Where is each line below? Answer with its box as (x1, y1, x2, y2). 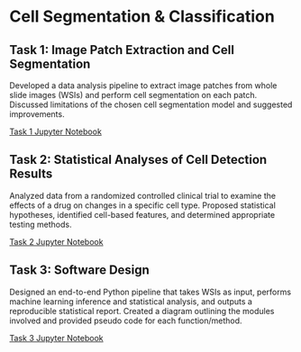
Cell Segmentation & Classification (9, 6, 275, 27)
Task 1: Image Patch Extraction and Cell (9, 42, 234, 58)
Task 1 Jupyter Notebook (9, 126, 102, 137)
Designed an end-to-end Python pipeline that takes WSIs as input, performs (9, 286, 291, 297)
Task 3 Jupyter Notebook (9, 332, 104, 343)
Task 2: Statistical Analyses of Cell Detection (9, 152, 268, 167)
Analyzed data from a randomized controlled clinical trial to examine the (9, 190, 277, 201)
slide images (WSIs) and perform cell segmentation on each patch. (9, 90, 258, 100)
